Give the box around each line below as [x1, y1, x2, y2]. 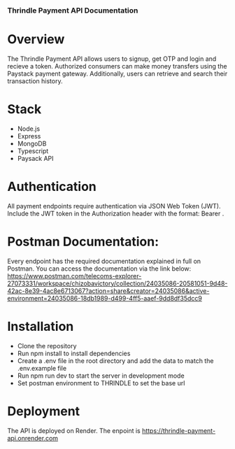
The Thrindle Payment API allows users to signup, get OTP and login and [7, 55, 217, 63]
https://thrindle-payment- [142, 426, 215, 435]
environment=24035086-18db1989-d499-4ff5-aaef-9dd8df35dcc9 [7, 294, 203, 302]
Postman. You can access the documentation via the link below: [7, 264, 192, 273]
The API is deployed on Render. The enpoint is [7, 426, 141, 435]
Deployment [7, 403, 80, 419]
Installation [7, 318, 74, 334]
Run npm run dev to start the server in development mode [17, 371, 185, 380]
